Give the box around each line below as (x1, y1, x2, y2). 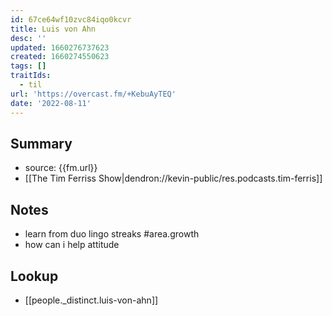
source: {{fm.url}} (24, 162, 98, 174)
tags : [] (10, 61, 47, 71)
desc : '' (10, 33, 47, 43)
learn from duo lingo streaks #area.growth (24, 228, 200, 240)
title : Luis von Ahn (10, 24, 97, 34)
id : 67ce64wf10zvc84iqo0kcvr (10, 14, 132, 25)
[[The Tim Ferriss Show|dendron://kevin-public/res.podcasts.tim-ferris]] (24, 172, 323, 185)
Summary (10, 135, 73, 152)
